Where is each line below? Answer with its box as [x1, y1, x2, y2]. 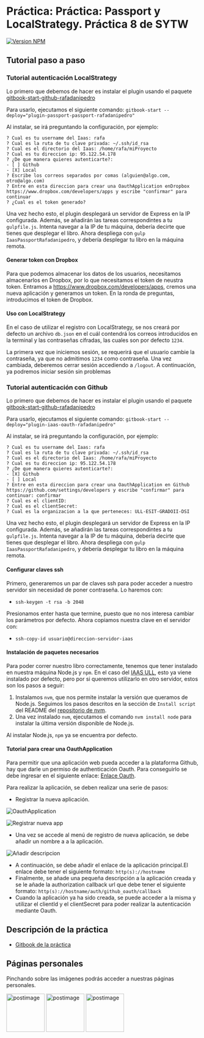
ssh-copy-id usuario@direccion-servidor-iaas [15, 636, 133, 642]
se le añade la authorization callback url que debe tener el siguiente [15, 881, 186, 888]
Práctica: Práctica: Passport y [6, 4, 161, 18]
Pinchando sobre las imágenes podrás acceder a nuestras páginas [6, 974, 174, 982]
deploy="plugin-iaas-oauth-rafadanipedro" [6, 422, 116, 428]
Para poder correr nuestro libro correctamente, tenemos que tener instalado [6, 662, 198, 669]
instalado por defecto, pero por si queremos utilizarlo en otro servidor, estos [6, 675, 199, 683]
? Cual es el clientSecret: [6, 503, 78, 510]
